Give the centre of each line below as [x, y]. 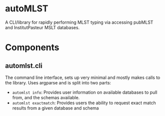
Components [32, 48]
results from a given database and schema [56, 108]
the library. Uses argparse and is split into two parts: [58, 82]
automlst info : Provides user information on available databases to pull [85, 92]
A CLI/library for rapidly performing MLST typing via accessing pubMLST [79, 22]
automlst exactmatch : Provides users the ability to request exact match [84, 103]
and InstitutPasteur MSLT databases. [42, 27]
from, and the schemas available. [46, 97]
